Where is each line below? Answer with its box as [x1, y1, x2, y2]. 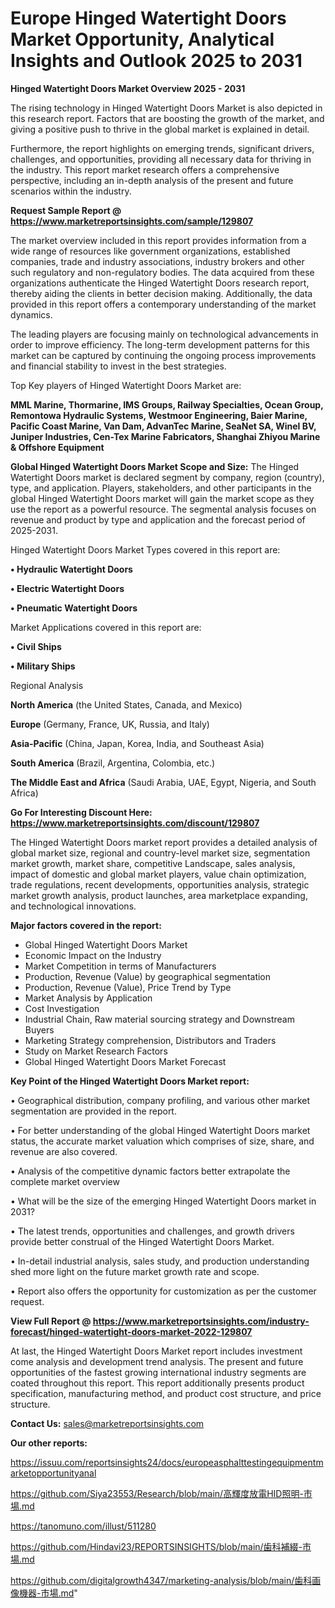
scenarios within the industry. [10, 185, 132, 197]
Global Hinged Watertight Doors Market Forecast [24, 1055, 227, 1067]
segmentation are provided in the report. [10, 1105, 177, 1117]
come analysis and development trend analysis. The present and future [10, 1355, 304, 1367]
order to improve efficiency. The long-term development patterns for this [10, 338, 310, 351]
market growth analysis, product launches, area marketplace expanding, [10, 889, 308, 901]
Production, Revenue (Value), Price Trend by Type [24, 981, 232, 993]
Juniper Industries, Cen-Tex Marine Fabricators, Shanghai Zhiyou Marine [10, 430, 321, 442]
